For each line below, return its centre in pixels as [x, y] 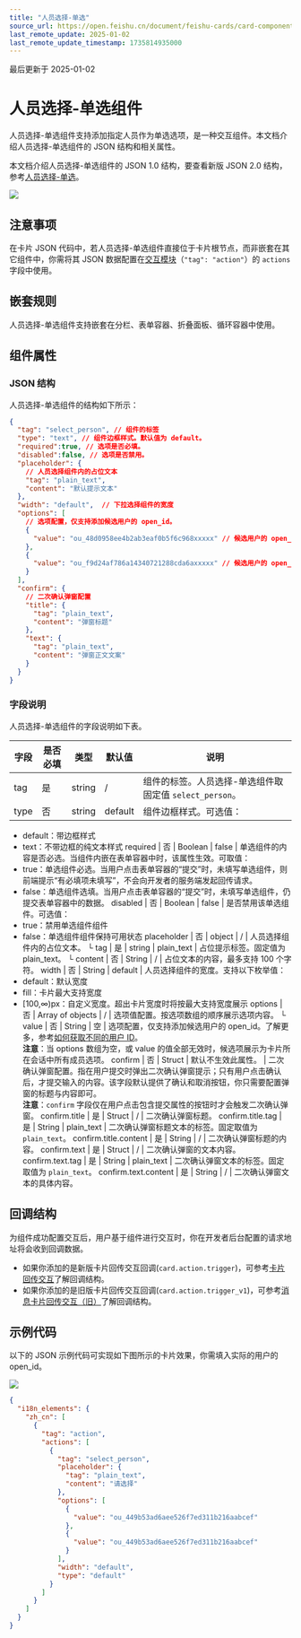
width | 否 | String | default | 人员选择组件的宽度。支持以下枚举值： [163, 970]
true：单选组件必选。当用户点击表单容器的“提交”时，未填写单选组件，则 [155, 869]
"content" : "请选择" [102, 1484]
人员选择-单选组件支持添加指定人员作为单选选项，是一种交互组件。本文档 [145, 135]
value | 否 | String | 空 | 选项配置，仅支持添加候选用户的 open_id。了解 [151, 1026]
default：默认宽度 [55, 981]
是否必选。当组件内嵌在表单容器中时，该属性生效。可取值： [140, 858]
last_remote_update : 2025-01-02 [69, 34]
